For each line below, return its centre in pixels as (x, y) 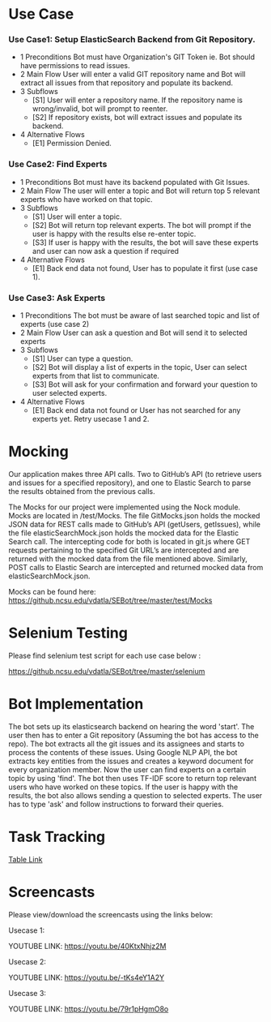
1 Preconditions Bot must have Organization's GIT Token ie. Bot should (138, 57)
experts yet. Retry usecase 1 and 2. (91, 419)
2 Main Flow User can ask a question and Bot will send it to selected (134, 333)
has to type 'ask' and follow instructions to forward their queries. (116, 804)
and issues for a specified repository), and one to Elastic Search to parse (130, 483)
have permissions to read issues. (75, 66)
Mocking (38, 452)
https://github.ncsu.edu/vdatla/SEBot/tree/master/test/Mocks (110, 600)
